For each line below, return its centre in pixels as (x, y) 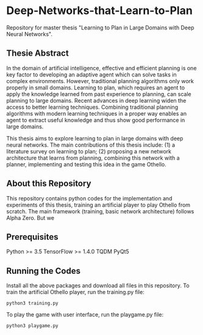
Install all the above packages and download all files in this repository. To (98, 285)
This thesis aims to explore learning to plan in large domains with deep (95, 138)
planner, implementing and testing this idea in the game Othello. (86, 164)
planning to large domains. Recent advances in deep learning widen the (96, 100)
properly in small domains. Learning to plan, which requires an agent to (95, 87)
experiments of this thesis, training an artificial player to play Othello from (98, 205)
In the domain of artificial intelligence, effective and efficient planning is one (101, 68)
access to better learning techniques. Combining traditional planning (92, 107)
